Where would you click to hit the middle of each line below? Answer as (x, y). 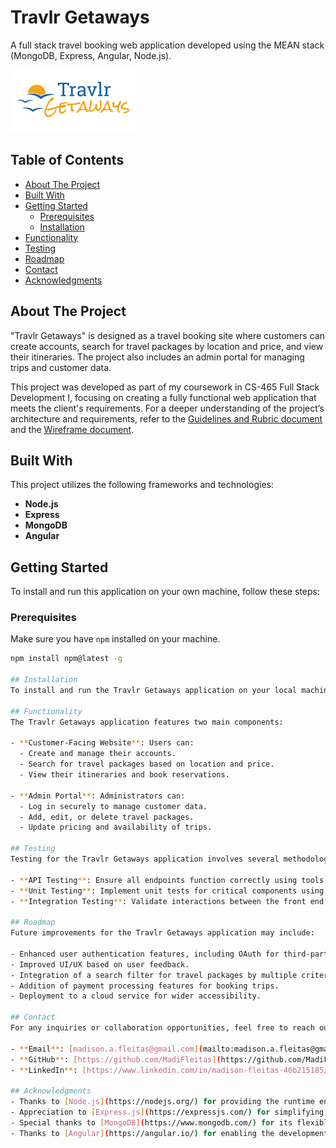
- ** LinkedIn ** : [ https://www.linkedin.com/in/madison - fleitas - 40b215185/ (169, 1070)
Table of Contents (67, 160)
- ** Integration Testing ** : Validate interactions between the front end (167, 901)
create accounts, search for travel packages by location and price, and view (167, 346)
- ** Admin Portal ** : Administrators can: (98, 796)
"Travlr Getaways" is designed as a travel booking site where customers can (167, 335)
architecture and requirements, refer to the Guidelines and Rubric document (166, 418)
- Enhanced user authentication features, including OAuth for (145, 954)
